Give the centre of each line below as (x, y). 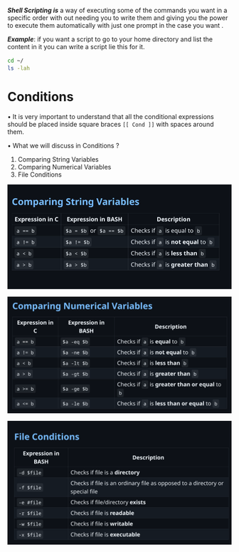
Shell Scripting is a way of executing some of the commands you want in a (117, 10)
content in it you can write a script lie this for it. (76, 47)
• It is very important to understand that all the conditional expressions (111, 116)
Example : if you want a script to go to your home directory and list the (110, 39)
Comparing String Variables (58, 159)
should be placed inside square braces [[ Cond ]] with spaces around (111, 124)
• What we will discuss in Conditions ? (63, 145)
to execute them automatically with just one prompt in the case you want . (116, 25)
